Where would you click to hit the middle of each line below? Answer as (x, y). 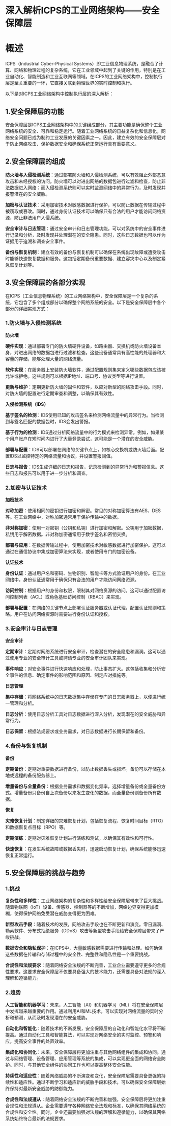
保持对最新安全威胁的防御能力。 (43, 1088)
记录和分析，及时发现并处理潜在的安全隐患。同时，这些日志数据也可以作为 (88, 235)
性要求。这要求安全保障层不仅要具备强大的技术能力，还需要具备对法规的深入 (85, 972)
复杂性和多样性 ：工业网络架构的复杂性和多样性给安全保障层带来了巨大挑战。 (85, 901)
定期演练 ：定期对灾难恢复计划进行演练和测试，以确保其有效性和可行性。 (81, 838)
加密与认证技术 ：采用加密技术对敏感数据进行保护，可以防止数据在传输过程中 (85, 204)
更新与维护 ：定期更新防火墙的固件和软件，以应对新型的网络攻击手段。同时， (85, 387)
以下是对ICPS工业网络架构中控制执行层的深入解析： (59, 94)
